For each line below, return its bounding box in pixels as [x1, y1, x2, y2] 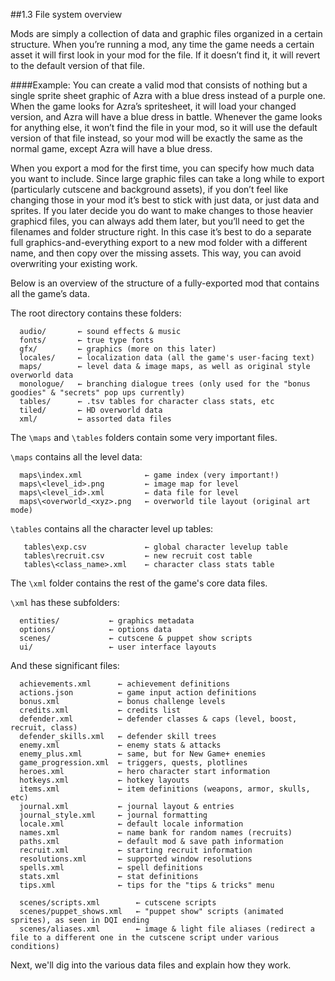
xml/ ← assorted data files [19, 414, 172, 424]
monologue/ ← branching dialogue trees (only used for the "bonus [19, 379, 311, 389]
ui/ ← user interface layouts [19, 642, 217, 652]
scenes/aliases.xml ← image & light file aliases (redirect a [19, 924, 315, 934]
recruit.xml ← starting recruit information [19, 845, 253, 855]
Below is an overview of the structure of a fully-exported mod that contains [10, 277, 320, 289]
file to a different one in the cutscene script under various [10, 933, 280, 943]
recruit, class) [10, 723, 78, 733]
